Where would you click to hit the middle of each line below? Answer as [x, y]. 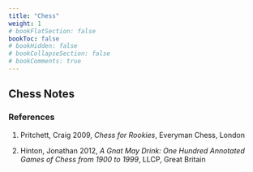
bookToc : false [34, 39]
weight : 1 [25, 24]
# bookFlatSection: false [52, 31]
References [32, 117]
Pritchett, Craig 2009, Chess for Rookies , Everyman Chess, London [133, 135]
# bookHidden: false [43, 46]
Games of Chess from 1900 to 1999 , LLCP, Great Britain [113, 159]
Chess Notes [42, 94]
